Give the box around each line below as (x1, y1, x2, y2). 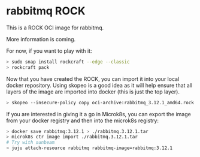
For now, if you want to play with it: (6, 47, 92, 55)
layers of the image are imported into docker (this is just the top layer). (6, 88, 180, 95)
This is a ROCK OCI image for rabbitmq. (6, 24, 104, 31)
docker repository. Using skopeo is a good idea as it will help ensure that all (6, 81, 193, 89)
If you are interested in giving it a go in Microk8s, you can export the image (6, 110, 192, 117)
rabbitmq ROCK (6, 4, 86, 18)
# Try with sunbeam (6, 140, 55, 146)
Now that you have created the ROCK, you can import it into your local (6, 75, 180, 82)
